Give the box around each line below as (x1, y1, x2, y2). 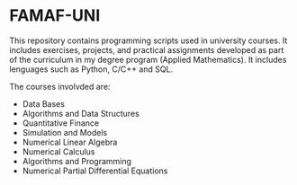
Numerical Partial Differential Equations (22, 165, 168, 176)
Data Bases (22, 98, 66, 109)
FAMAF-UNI (9, 5, 101, 26)
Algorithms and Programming (22, 155, 132, 166)
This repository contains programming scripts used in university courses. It (9, 35, 288, 46)
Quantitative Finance (22, 118, 100, 128)
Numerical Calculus (22, 145, 95, 157)
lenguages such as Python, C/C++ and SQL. (9, 64, 174, 75)
